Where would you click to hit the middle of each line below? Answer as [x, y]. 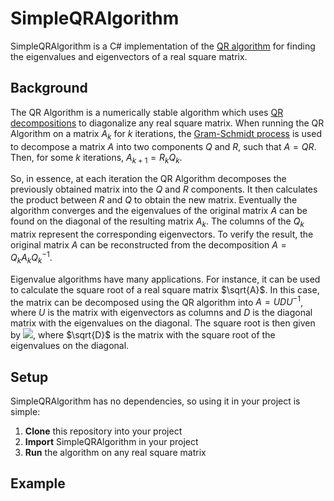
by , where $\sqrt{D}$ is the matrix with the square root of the [143, 335]
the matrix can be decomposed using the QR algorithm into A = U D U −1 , [157, 301]
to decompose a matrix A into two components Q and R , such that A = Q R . [163, 146]
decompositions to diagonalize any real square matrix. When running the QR [167, 123]
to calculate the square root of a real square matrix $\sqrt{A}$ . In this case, [165, 289]
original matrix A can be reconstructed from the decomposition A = [148, 245]
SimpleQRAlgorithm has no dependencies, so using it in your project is [155, 401]
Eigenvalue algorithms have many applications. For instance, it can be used [165, 279]
